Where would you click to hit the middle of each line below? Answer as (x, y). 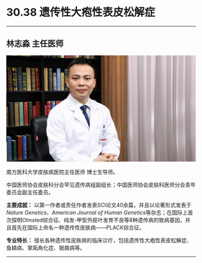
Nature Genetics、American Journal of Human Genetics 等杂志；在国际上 (97, 213)
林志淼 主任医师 (35, 44)
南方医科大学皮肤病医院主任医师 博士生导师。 (62, 172)
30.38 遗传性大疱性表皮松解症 (81, 12)
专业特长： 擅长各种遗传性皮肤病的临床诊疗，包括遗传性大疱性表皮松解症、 (99, 240)
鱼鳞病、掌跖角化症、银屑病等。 (46, 248)
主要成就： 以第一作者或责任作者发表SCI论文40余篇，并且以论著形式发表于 (99, 205)
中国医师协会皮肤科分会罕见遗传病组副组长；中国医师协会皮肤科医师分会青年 (101, 185)
